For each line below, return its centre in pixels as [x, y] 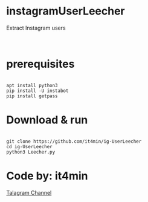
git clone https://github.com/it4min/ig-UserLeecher [74, 141]
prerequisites [40, 64]
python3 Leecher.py [31, 152]
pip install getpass [32, 96]
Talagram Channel [29, 192]
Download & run [47, 120]
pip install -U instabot [37, 91]
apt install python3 [32, 85]
